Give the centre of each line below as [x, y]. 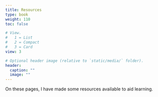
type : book [17, 15]
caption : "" [23, 70]
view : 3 [13, 52]
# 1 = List [19, 38]
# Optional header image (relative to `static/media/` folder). [74, 61]
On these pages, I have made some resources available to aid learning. [79, 89]
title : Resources [24, 10]
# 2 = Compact [22, 42]
